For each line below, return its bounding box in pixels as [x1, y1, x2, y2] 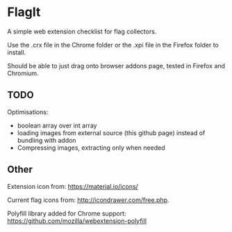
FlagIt [7, 4, 41, 20]
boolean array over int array [17, 121, 97, 130]
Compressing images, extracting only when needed [17, 144, 165, 152]
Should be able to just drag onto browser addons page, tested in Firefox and [7, 61, 226, 70]
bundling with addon [17, 136, 76, 144]
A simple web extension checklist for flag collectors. [7, 27, 157, 36]
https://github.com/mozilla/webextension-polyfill [7, 217, 147, 225]
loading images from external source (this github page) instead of [17, 128, 206, 137]
